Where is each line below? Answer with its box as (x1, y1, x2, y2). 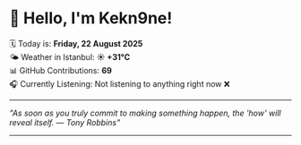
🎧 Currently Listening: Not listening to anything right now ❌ (9, 78, 230, 89)
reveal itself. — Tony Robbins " (9, 116, 121, 128)
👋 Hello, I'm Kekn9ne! (9, 8, 173, 29)
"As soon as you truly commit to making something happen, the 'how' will (9, 107, 281, 118)
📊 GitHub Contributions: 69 (9, 64, 112, 75)
